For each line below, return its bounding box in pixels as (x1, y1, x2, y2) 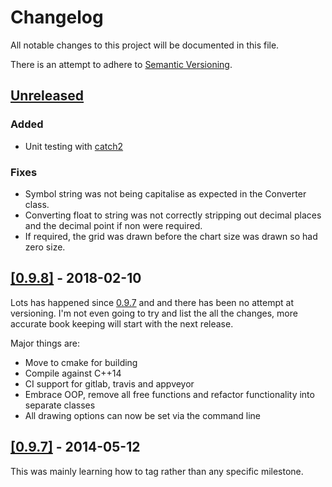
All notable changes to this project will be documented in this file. (10, 39, 280, 51)
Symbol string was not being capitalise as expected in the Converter (24, 187, 307, 200)
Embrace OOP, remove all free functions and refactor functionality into (24, 388, 315, 400)
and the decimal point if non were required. (24, 219, 203, 231)
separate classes (24, 399, 96, 411)
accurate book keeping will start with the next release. (10, 317, 234, 330)
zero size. (24, 241, 66, 253)
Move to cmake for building (24, 356, 138, 368)
